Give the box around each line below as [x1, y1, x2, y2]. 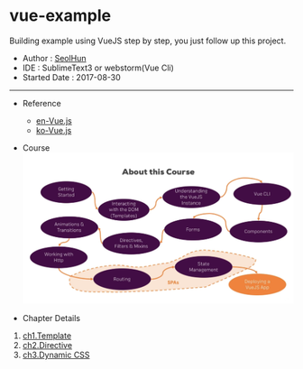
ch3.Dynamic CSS [22, 349, 90, 360]
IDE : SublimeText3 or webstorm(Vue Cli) [22, 62, 174, 73]
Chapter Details [22, 312, 81, 323]
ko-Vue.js [35, 125, 72, 135]
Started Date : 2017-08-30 [22, 71, 122, 82]
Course [22, 142, 50, 153]
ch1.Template [22, 330, 72, 341]
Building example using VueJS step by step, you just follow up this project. [9, 35, 287, 46]
